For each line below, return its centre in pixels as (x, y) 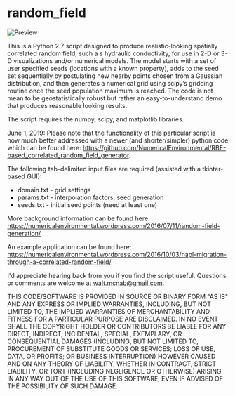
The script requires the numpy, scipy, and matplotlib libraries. (96, 119)
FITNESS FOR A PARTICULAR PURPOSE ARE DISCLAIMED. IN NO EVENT (113, 319)
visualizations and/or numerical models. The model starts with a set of (115, 60)
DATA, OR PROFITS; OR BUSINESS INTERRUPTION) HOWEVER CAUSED (112, 356)
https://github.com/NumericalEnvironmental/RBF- (155, 147)
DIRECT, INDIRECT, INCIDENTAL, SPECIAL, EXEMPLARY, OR (95, 334)
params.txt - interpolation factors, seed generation (90, 197)
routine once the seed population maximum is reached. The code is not (110, 91)
